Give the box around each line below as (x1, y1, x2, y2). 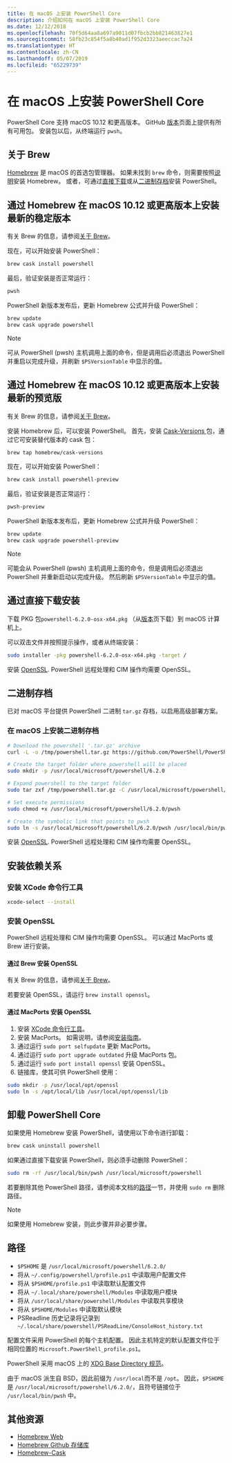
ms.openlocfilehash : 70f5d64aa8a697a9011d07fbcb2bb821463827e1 (7, 29, 193, 37)
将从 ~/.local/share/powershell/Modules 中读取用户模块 (17, 1288, 177, 1296)
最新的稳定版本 (7, 212, 71, 224)
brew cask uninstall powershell (7, 1142, 100, 1150)
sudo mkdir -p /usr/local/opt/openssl (7, 1081, 119, 1088)
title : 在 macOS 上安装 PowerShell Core (7, 10, 121, 17)
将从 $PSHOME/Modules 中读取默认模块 (17, 1305, 122, 1313)
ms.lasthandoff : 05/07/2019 (7, 55, 88, 62)
